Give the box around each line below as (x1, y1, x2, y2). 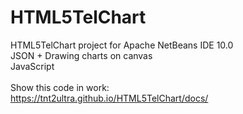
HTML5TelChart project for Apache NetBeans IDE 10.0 (10, 39, 234, 51)
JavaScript (10, 60, 55, 72)
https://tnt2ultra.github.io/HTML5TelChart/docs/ (10, 92, 209, 104)
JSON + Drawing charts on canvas (10, 49, 153, 61)
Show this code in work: (10, 81, 110, 93)
